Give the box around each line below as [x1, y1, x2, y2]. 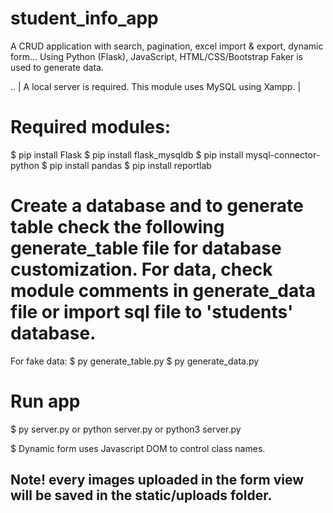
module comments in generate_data [10, 280, 316, 302]
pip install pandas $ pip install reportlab [49, 159, 212, 171]
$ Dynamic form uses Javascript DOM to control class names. [10, 442, 266, 454]
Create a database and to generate [10, 195, 304, 217]
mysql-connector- [245, 148, 321, 161]
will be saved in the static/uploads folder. [10, 487, 273, 504]
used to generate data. [10, 61, 104, 73]
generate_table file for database [10, 237, 282, 260]
